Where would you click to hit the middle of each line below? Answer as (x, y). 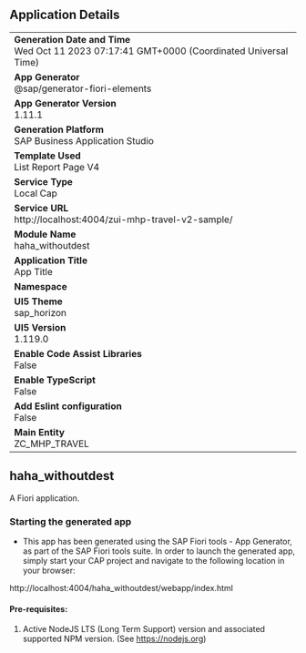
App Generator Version (65, 103)
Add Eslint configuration (68, 406)
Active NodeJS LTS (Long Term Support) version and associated (144, 629)
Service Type (43, 181)
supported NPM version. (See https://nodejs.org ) (114, 639)
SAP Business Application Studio (84, 140)
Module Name (45, 234)
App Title (33, 271)
